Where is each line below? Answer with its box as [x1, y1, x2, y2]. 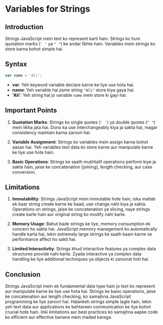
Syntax [5, 60, 27, 69]
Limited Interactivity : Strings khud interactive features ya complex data [12, 246, 156, 252]
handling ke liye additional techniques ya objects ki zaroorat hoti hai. [12, 256, 149, 262]
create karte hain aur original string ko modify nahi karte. [12, 212, 127, 217]
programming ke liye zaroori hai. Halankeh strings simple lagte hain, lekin [5, 299, 152, 305]
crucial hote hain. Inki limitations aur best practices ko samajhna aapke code [5, 309, 158, 315]
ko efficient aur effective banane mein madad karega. [5, 314, 112, 320]
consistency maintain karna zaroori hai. [12, 129, 91, 135]
